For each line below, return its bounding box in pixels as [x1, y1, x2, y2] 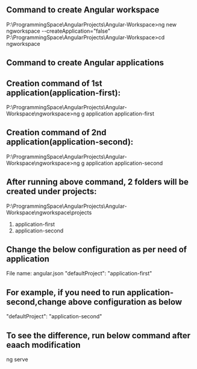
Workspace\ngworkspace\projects [6, 208, 92, 216]
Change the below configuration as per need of [6, 245, 187, 255]
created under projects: [6, 187, 97, 197]
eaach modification [6, 339, 81, 350]
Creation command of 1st [6, 78, 102, 88]
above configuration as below [68, 297, 183, 307]
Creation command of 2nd [6, 127, 107, 138]
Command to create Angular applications [6, 57, 164, 68]
